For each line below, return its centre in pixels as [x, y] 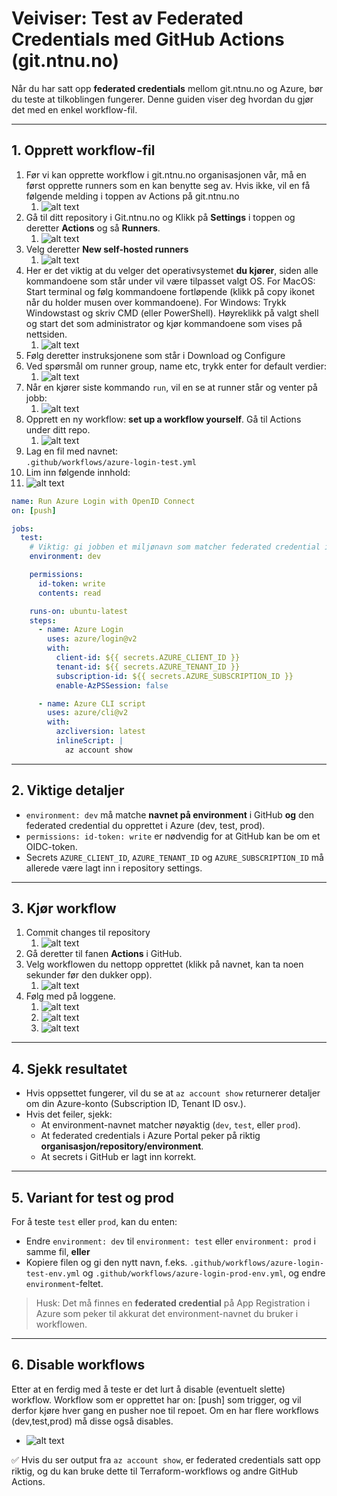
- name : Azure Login [80, 630]
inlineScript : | [89, 741]
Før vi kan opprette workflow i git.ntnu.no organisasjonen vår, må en [166, 174]
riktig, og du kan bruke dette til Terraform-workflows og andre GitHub [155, 1471]
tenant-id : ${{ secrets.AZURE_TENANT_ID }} [148, 667]
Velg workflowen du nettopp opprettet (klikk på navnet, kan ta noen [164, 964]
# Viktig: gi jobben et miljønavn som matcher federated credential [175, 547]
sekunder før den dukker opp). [89, 975]
